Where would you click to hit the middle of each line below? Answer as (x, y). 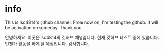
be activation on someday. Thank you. (44, 27)
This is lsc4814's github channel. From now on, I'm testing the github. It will (82, 22)
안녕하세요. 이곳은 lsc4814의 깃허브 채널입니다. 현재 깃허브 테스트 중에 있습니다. (82, 37)
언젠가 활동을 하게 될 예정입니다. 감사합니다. (47, 43)
